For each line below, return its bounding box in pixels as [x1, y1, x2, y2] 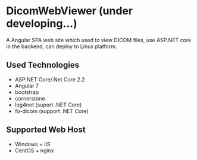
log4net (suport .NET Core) [14, 101, 82, 108]
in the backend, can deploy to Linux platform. [6, 43, 117, 50]
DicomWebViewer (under [6, 4, 133, 18]
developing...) [6, 17, 77, 30]
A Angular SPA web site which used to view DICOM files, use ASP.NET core [6, 36, 192, 43]
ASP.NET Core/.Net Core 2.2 [14, 76, 85, 83]
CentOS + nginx [14, 147, 55, 154]
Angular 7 [14, 82, 39, 89]
